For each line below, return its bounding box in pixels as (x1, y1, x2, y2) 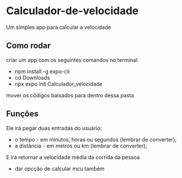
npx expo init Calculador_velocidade (14, 80, 103, 87)
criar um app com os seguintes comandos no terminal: (6, 56, 139, 63)
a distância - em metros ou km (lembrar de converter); (14, 142, 148, 149)
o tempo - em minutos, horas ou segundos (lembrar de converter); (14, 136, 177, 143)
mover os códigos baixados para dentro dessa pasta (6, 91, 134, 98)
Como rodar (6, 41, 51, 51)
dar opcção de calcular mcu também (14, 165, 105, 172)
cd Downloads (14, 74, 50, 81)
